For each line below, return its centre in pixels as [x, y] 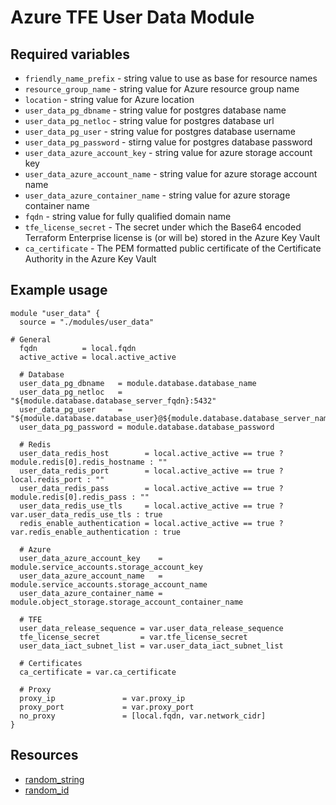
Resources [44, 755]
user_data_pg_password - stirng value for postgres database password [168, 142]
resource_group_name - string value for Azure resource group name [162, 89]
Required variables [70, 54]
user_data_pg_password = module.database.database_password [147, 427]
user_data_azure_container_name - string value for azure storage [157, 195]
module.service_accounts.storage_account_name [109, 584]
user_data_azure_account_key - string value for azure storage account [168, 152]
